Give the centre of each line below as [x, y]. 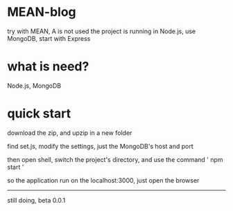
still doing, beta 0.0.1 [36, 200]
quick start [39, 114]
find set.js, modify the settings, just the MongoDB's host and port [101, 146]
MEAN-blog [42, 12]
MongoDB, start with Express [49, 38]
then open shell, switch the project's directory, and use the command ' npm [115, 159]
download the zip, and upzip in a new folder [70, 133]
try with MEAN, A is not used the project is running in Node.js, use [102, 31]
